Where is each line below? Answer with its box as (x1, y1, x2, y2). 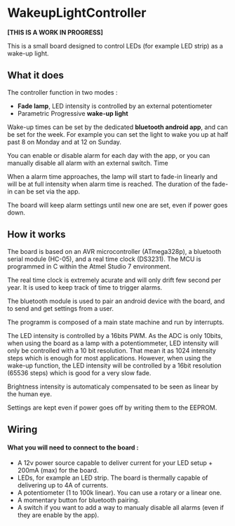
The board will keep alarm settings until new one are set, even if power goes (7, 201, 228, 209)
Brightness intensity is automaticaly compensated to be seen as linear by (7, 382, 219, 391)
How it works (7, 229, 66, 241)
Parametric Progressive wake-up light (17, 109, 128, 117)
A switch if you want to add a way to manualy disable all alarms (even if (17, 504, 224, 512)
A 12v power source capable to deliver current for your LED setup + (17, 459, 213, 467)
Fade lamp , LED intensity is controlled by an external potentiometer (17, 102, 213, 110)
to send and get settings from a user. (7, 304, 114, 313)
